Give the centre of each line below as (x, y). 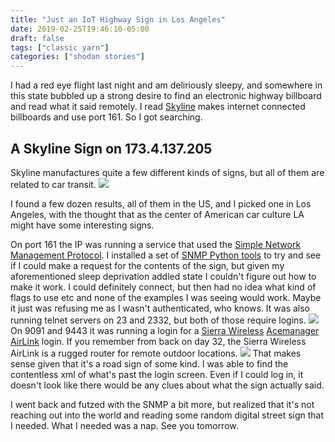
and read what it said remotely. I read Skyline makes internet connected (158, 107)
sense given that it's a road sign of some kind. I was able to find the (149, 363)
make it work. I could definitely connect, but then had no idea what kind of (163, 287)
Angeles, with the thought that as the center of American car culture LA (157, 214)
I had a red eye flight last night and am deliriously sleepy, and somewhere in (166, 85)
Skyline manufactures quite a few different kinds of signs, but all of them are (167, 172)
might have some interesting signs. (82, 225)
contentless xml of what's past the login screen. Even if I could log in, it (157, 374)
